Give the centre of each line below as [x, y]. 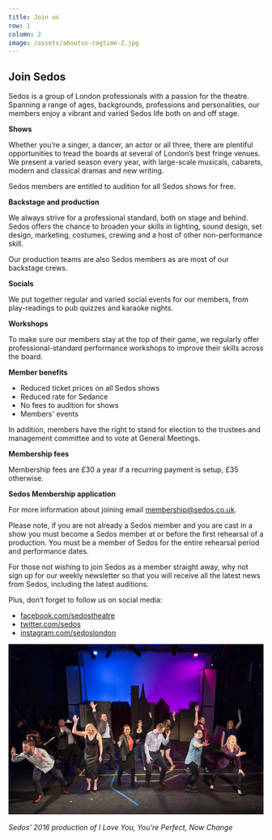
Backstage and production [54, 202]
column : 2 [25, 34]
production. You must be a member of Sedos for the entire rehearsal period [134, 542]
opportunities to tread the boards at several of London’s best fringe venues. [134, 153]
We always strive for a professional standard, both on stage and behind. [128, 218]
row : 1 [19, 26]
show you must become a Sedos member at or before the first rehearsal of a [136, 534]
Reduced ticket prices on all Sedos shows [90, 388]
